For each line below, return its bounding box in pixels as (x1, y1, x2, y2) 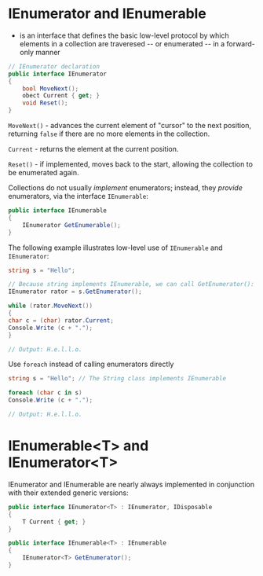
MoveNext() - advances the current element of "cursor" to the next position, (8, 121, 252, 130)
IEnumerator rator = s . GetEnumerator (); (8, 288, 143, 295)
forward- (226, 39, 255, 48)
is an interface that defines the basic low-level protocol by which (19, 31, 229, 40)
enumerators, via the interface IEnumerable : (8, 192, 149, 201)
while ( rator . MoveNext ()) (8, 302, 93, 310)
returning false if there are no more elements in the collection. (8, 129, 210, 138)
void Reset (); (22, 99, 68, 107)
